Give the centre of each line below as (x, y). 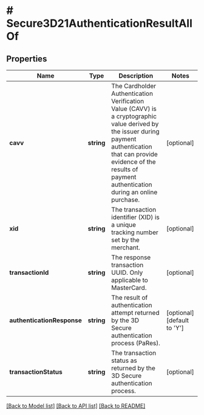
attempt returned (135, 313)
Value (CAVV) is (134, 109)
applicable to (130, 280)
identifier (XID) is (135, 217)
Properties (27, 59)
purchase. (126, 200)
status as (124, 360)
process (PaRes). (136, 343)
